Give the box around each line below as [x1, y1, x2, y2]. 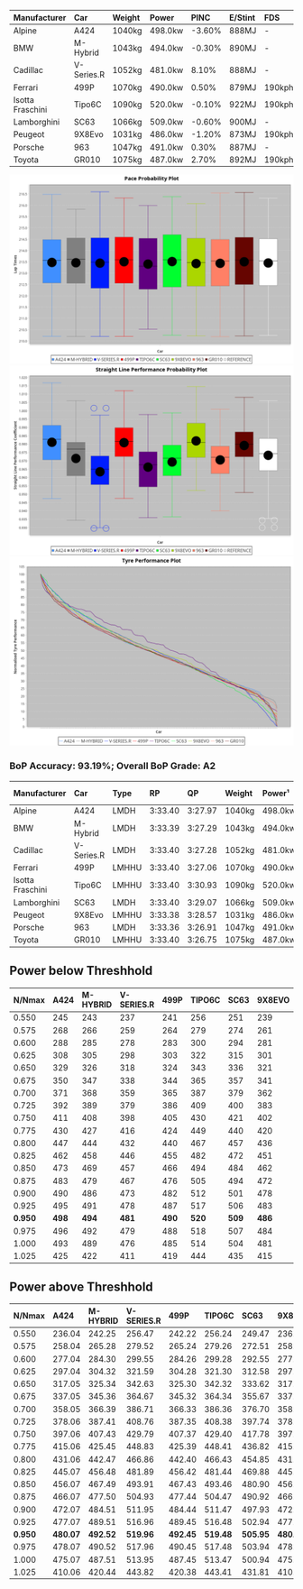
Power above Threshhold [9, 1280, 153, 1295]
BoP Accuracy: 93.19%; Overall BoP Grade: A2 [9, 759, 216, 772]
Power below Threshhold [9, 963, 153, 978]
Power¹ [262, 787, 290, 798]
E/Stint [229, 12, 255, 23]
